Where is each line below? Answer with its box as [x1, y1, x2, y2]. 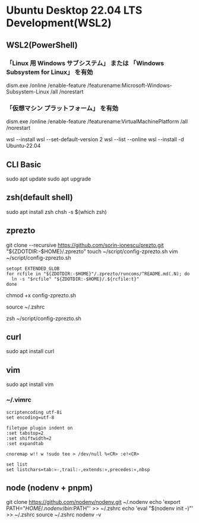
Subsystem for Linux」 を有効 [6, 68, 93, 76]
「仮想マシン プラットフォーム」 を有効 [6, 104, 119, 112]
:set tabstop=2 [6, 430, 44, 436]
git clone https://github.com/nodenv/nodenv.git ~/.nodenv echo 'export [6, 499, 181, 506]
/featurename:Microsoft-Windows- [87, 82, 172, 89]
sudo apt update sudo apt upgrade [6, 175, 91, 182]
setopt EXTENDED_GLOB [6, 266, 60, 272]
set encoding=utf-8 [6, 415, 55, 421]
